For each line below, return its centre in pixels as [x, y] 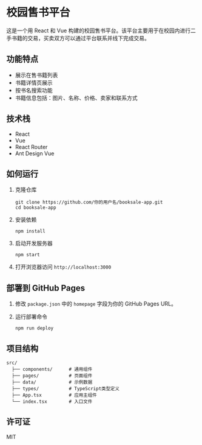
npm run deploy [34, 328]
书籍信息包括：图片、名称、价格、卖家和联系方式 [76, 97]
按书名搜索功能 [34, 90]
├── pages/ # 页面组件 [52, 376]
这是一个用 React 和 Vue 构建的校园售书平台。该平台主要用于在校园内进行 [99, 30]
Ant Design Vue [35, 153]
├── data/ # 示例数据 [52, 382]
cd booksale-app [35, 208]
